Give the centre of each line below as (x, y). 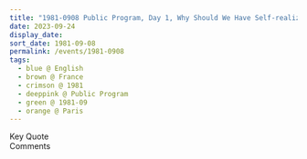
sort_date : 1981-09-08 (53, 43)
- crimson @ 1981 (51, 85)
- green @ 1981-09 (53, 102)
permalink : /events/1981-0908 (67, 52)
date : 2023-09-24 (42, 26)
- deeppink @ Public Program (73, 94)
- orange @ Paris (51, 111)
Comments (30, 146)
